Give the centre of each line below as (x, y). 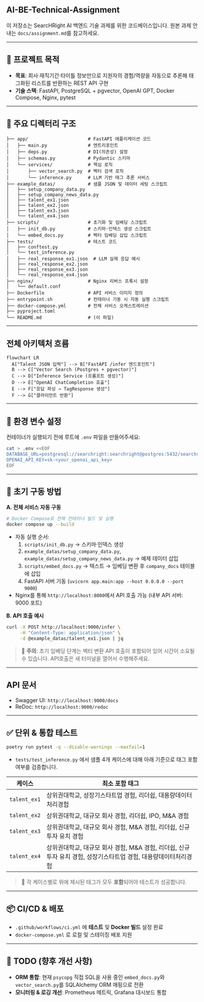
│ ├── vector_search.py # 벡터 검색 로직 (65, 171)
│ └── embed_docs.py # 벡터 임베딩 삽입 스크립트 (77, 235)
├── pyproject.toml (31, 311)
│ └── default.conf (34, 287)
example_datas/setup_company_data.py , (73, 551)
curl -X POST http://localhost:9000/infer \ (63, 628)
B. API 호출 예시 (25, 616)
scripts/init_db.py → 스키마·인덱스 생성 (74, 544)
